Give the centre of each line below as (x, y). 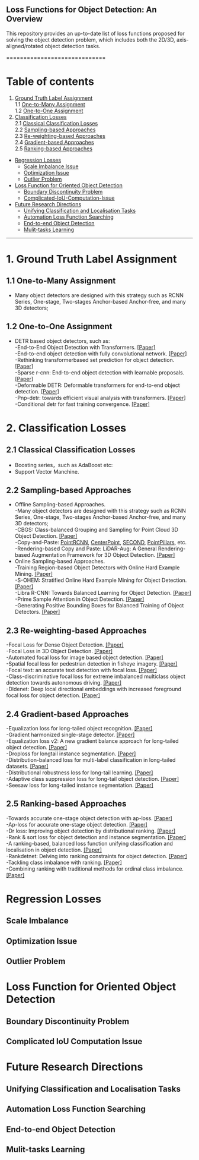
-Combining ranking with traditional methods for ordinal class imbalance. (95, 869)
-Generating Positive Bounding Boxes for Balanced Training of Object (99, 606)
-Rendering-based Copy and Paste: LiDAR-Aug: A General (86, 549)
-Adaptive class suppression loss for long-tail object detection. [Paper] (93, 779)
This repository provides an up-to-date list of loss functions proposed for (95, 33)
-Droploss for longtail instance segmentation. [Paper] (71, 754)
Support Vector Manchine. (47, 471)
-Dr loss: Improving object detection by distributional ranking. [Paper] (91, 831)
